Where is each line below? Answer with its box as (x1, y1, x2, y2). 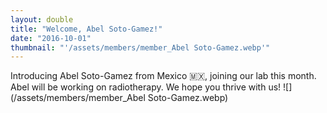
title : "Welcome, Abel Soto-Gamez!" (10, 24, 163, 34)
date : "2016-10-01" (10, 33, 92, 43)
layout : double (10, 14, 74, 25)
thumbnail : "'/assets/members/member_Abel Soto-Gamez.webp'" (10, 42, 271, 53)
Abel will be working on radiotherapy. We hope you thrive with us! (10, 81, 282, 93)
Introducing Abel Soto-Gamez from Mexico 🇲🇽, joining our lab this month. (10, 70, 317, 82)
